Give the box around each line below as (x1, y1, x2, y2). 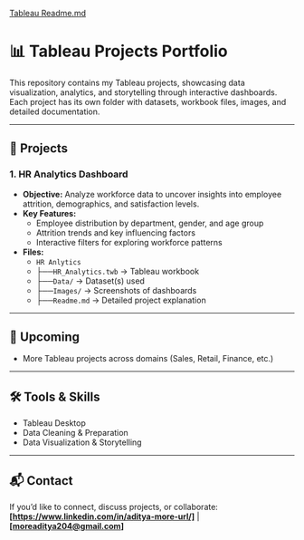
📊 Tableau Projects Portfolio (9, 41, 228, 62)
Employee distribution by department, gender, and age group (35, 217, 264, 228)
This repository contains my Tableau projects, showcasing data (9, 77, 246, 88)
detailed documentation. (9, 106, 100, 117)
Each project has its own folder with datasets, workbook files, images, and (9, 96, 287, 107)
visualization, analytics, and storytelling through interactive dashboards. (9, 86, 278, 98)
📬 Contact (9, 473, 73, 488)
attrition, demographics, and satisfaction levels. (22, 198, 200, 209)
